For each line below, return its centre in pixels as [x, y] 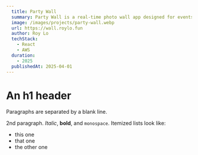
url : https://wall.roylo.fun [47, 28]
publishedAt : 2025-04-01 [42, 66]
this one [24, 135]
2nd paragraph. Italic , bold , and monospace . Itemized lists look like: [86, 123]
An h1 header [39, 95]
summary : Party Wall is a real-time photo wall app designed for [93, 17]
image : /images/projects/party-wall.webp [63, 22]
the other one [31, 147]
